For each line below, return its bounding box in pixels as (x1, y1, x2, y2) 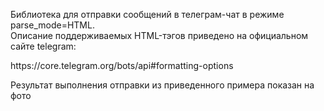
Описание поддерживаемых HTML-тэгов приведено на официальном (10, 30, 309, 41)
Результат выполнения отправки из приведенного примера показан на (10, 79, 315, 91)
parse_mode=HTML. (10, 19, 95, 31)
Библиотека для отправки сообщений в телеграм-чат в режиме (10, 9, 285, 20)
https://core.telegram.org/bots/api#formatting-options (10, 60, 234, 71)
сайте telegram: (10, 40, 77, 52)
